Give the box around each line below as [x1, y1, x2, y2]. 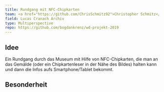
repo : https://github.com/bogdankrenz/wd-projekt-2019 [5, 25, 119, 30]
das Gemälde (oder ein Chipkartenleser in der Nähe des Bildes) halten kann [5, 61, 157, 67]
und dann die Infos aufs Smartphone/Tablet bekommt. [5, 66, 114, 72]
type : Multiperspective [5, 20, 54, 26]
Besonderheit [5, 81, 47, 89]
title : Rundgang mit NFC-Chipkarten [5, 7, 80, 12]
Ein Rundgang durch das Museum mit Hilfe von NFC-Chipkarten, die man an [5, 56, 158, 62]
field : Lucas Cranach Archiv [5, 16, 64, 21]
